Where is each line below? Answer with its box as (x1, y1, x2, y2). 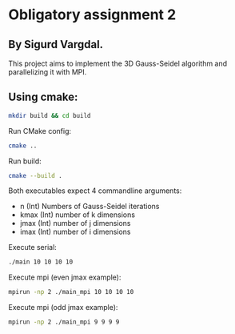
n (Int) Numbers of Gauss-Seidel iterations (19, 202, 160, 211)
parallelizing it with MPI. (8, 67, 87, 77)
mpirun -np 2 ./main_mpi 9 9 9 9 (8, 318, 120, 326)
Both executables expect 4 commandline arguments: (8, 186, 182, 195)
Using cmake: (8, 91, 78, 104)
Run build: (8, 156, 42, 166)
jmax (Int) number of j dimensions (19, 219, 131, 228)
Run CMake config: (8, 126, 72, 135)
